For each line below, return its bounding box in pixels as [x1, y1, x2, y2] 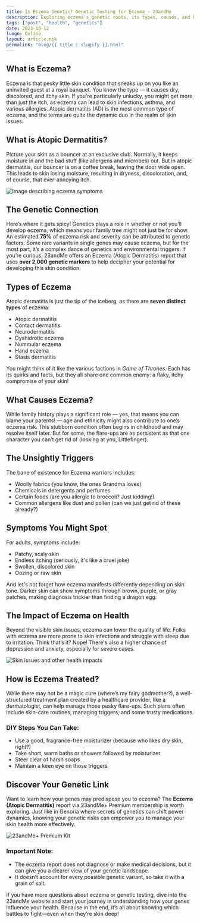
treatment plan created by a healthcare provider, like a [33, 696, 166, 704]
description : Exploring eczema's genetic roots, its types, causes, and [6, 14, 190, 20]
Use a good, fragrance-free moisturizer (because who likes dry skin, [14, 737, 183, 744]
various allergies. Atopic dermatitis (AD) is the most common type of [6, 105, 174, 112]
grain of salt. [14, 880, 46, 887]
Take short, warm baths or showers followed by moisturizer [14, 750, 161, 757]
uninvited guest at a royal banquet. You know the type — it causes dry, [6, 86, 180, 93]
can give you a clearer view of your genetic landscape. [14, 867, 150, 874]
